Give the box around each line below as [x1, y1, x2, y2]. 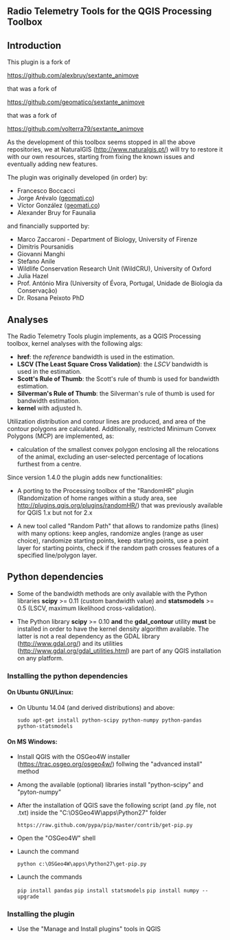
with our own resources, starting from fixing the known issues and [7, 153, 194, 161]
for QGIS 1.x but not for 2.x [16, 509, 93, 517]
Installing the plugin [7, 909, 75, 919]
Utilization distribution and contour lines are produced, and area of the [7, 417, 206, 426]
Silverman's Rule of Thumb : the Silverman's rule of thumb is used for [16, 389, 215, 398]
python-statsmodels [16, 722, 73, 729]
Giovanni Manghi [16, 250, 65, 258]
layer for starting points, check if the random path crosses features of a [16, 544, 220, 552]
